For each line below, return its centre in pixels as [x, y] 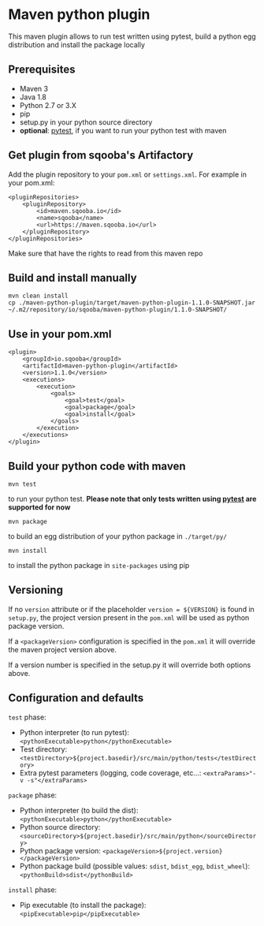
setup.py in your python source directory [86, 122]
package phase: [33, 795]
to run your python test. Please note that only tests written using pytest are [132, 499]
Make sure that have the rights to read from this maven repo [106, 253]
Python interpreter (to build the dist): [79, 810]
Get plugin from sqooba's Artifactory [101, 155]
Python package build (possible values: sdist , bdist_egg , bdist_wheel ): [135, 866]
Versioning [35, 590]
